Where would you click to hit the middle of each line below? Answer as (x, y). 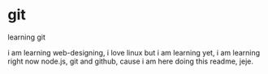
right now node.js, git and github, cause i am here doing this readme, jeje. (130, 61)
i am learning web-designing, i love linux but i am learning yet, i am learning (134, 52)
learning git (27, 37)
